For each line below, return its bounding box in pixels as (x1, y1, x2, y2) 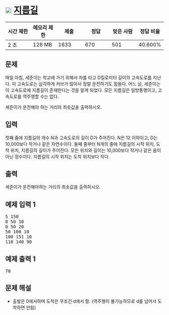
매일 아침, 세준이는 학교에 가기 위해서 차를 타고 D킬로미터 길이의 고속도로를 (5, 74, 152, 81)
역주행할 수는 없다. (22, 93, 59, 99)
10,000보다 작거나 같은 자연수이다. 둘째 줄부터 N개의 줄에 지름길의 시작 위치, (5, 141, 155, 147)
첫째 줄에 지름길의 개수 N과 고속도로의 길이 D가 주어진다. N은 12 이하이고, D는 (5, 135, 158, 141)
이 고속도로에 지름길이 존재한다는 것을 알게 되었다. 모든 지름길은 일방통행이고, (5, 87, 157, 93)
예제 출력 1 (5, 255, 36, 263)
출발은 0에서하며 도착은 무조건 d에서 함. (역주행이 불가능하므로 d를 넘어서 (12, 298, 157, 304)
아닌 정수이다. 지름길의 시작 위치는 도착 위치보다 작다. (5, 153, 110, 159)
